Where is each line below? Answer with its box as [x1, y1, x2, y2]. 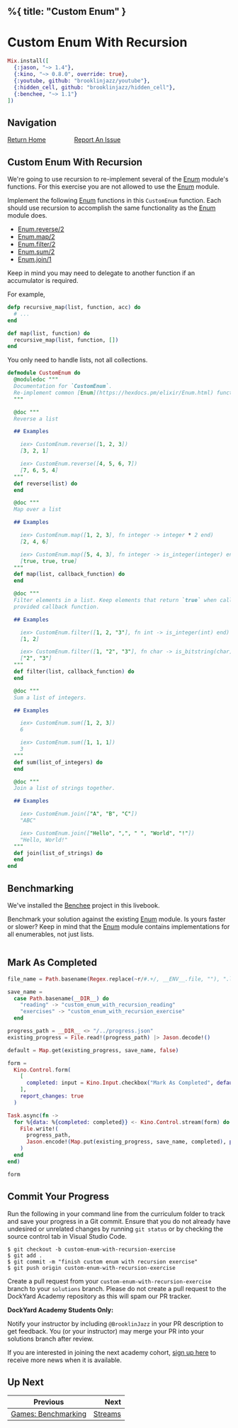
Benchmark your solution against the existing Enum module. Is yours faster [7, 915, 226, 924]
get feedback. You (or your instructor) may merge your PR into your [7, 1327, 204, 1335]
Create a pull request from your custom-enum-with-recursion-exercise [7, 1276, 212, 1285]
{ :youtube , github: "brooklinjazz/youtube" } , [13, 77, 151, 84]
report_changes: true [20, 1093, 84, 1100]
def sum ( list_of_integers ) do [13, 759, 103, 766]
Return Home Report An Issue [7, 135, 121, 144]
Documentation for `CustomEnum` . [13, 383, 113, 390]
